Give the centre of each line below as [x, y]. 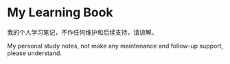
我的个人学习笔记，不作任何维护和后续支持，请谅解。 [82, 32]
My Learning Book [60, 13]
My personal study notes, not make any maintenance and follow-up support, [115, 46]
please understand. [34, 53]
